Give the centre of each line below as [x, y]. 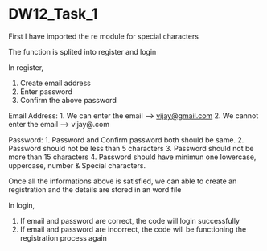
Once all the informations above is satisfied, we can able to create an [123, 181]
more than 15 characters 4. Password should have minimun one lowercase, [132, 157]
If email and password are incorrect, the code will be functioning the [133, 229]
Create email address [55, 83]
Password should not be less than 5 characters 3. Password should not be [131, 148]
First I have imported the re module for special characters [104, 36]
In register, [26, 67]
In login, [22, 205]
